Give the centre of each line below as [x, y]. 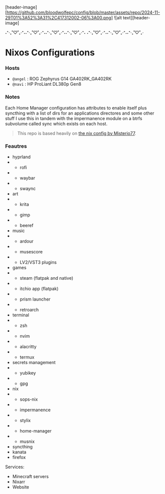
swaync [28, 188]
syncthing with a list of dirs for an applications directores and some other [80, 113]
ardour [27, 241]
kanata [19, 452]
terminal [21, 315]
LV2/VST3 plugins [38, 262]
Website [21, 487]
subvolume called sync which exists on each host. [56, 123]
